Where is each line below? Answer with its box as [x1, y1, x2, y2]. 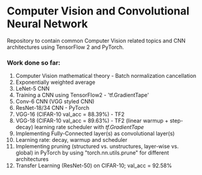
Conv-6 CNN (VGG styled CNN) [15, 98, 95, 105]
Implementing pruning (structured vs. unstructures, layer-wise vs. [15, 143, 179, 150]
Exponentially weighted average [15, 78, 96, 86]
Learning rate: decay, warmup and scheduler [15, 136, 128, 144]
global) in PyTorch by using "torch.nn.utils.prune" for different [15, 149, 169, 156]
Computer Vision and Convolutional [7, 4, 189, 18]
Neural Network [7, 17, 88, 31]
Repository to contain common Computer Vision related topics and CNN [7, 37, 186, 44]
